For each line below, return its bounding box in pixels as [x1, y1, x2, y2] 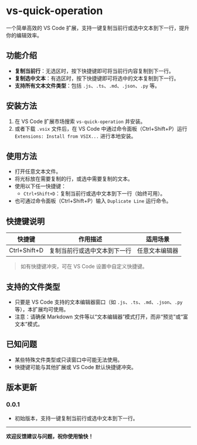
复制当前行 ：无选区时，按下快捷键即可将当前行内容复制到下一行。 [14, 67, 174, 74]
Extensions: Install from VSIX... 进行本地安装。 [14, 132, 137, 140]
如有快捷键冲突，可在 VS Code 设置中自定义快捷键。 [20, 263, 148, 270]
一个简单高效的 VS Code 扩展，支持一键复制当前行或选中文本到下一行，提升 [6, 24, 189, 31]
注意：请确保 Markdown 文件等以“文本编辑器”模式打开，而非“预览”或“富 [14, 313, 189, 320]
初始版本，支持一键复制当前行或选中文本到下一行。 [14, 414, 138, 421]
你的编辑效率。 [6, 31, 42, 39]
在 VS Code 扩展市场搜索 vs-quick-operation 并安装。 [14, 118, 146, 125]
